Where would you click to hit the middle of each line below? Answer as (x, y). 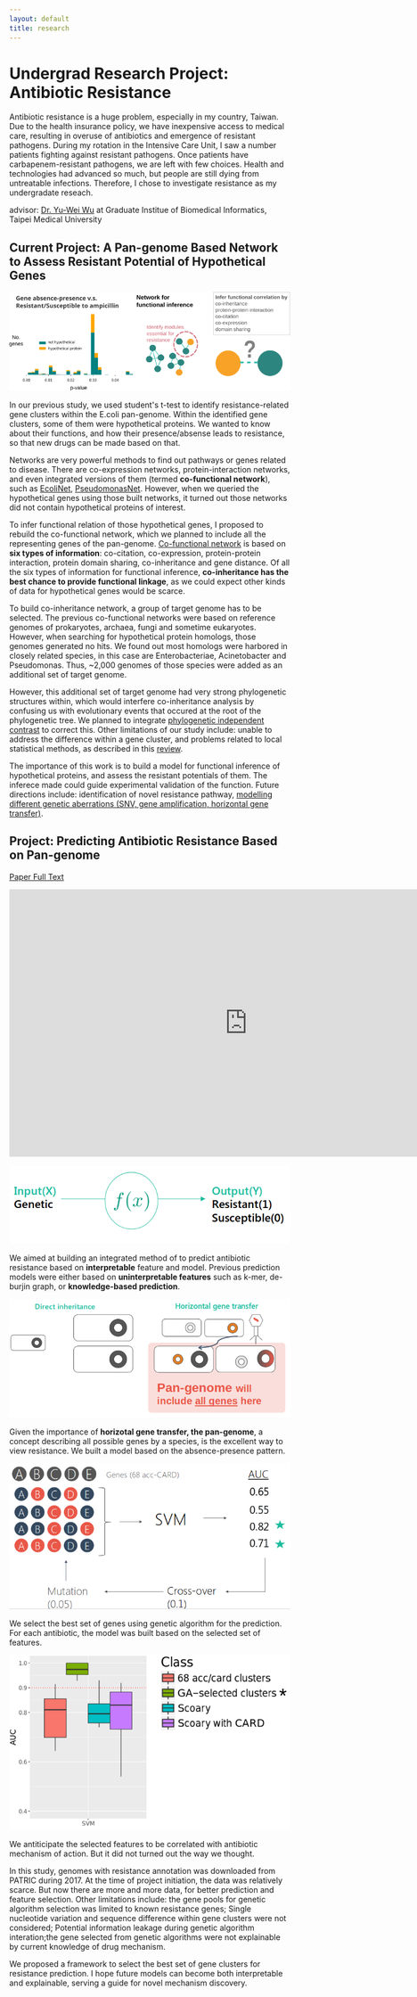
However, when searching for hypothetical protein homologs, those (133, 637)
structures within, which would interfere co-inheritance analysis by (132, 701)
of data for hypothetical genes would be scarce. (97, 591)
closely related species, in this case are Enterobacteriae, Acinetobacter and (148, 655)
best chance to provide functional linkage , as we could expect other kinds (147, 581)
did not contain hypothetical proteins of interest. (98, 507)
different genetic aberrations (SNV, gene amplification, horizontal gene (139, 803)
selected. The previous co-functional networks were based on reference (143, 617)
